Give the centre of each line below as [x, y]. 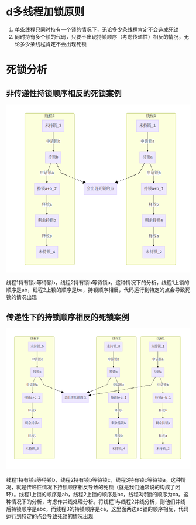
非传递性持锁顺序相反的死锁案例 [64, 93]
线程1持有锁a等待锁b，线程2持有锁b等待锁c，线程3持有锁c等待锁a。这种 [94, 480]
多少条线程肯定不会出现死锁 [53, 44]
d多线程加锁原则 [45, 12]
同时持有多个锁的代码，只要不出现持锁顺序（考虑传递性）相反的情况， [99, 36]
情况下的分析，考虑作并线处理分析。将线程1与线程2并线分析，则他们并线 [98, 502]
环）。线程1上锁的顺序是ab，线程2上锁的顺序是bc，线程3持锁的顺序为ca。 [95, 495]
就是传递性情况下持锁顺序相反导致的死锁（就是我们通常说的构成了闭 [98, 487]
